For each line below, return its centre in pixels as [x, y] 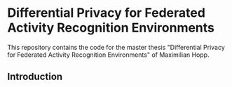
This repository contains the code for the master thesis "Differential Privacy [116, 47]
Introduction [35, 77]
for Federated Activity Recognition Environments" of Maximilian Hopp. [108, 55]
